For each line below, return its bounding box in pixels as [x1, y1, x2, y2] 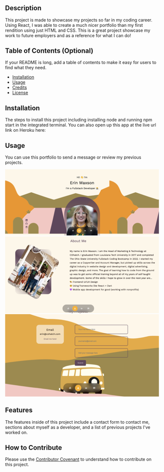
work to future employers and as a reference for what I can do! [5, 32, 131, 38]
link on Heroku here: [5, 127, 46, 133]
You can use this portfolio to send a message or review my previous [5, 154, 142, 160]
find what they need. [5, 65, 47, 71]
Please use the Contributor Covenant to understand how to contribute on [5, 456, 152, 462]
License [12, 90, 28, 96]
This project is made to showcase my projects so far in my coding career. [5, 17, 153, 23]
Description [5, 4, 41, 12]
